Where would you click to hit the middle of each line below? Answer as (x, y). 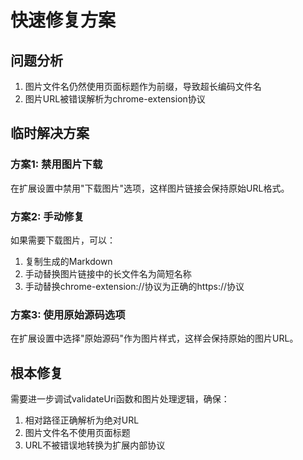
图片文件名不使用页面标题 (77, 433)
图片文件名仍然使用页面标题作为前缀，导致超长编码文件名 (143, 86)
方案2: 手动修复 (47, 216)
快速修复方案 (63, 20)
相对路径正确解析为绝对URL (82, 420)
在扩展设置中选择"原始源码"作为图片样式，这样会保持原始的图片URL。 (154, 338)
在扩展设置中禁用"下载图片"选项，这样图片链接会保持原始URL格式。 (150, 188)
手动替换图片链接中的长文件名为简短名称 (108, 273)
